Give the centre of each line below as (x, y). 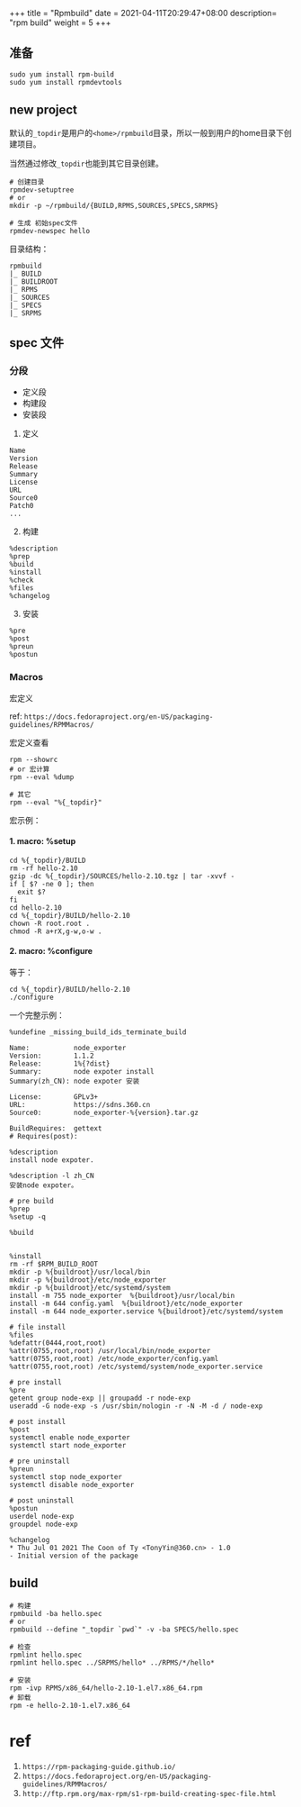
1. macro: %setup (43, 841)
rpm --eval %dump (42, 777)
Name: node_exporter (68, 1049)
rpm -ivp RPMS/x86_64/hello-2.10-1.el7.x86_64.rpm (106, 1688)
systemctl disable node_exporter (72, 1485)
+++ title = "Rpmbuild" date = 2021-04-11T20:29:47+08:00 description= (143, 13)
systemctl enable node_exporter (70, 1438)
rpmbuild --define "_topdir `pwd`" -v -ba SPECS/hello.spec (124, 1630)
